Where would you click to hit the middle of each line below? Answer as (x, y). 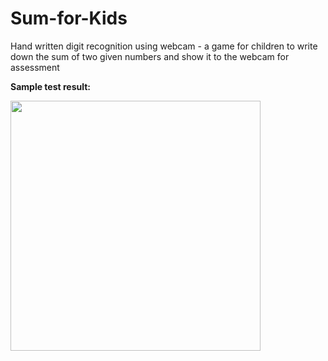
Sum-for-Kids (69, 18)
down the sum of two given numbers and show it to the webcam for (150, 56)
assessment (35, 67)
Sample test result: (51, 86)
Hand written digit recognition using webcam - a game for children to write (164, 46)
